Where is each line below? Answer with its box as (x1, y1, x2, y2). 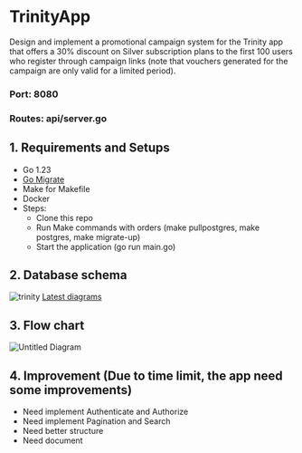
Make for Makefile (22, 183, 90, 194)
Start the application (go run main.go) (35, 241, 176, 252)
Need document (22, 435, 83, 446)
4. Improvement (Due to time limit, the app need (9, 368, 283, 383)
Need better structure (22, 426, 104, 437)
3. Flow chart (9, 317, 85, 333)
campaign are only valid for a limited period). (9, 65, 176, 76)
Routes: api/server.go (9, 111, 107, 124)
